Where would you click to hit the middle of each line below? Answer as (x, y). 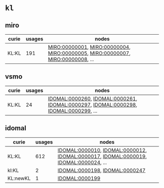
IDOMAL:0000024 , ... (82, 162)
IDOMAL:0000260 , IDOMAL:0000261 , (93, 99)
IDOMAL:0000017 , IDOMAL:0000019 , (102, 156)
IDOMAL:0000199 (79, 178)
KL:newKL (19, 178)
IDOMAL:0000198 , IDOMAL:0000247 (102, 170)
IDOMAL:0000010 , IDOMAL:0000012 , (102, 150)
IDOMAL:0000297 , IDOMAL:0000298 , (93, 104)
